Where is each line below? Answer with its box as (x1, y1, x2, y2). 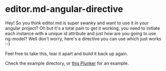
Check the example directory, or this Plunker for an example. (5, 60, 129, 66)
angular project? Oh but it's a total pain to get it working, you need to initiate (5, 25, 160, 31)
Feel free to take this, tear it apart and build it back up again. (5, 51, 128, 57)
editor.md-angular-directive (5, 3, 123, 15)
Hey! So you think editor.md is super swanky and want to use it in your (5, 20, 149, 26)
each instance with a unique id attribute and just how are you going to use (5, 30, 156, 36)
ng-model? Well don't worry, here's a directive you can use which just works (5, 36, 162, 42)
